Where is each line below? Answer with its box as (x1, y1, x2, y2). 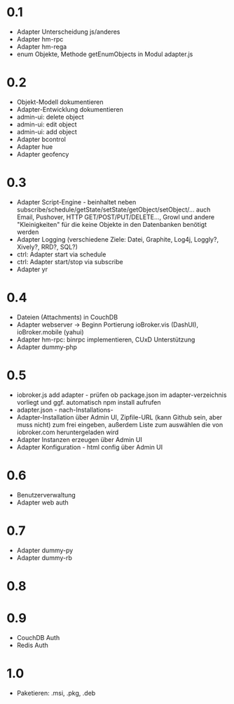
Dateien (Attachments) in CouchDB (16, 313, 118, 321)
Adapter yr (16, 265, 48, 273)
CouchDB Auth (16, 633, 60, 641)
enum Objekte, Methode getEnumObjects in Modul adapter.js (16, 50, 193, 58)
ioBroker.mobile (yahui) (16, 327, 85, 336)
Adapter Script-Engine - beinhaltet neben (16, 197, 137, 206)
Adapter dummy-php (16, 342, 78, 351)
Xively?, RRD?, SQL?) (16, 242, 78, 251)
